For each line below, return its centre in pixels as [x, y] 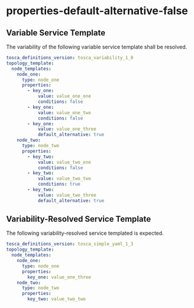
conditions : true [59, 184]
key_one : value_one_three [59, 277]
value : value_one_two [64, 113]
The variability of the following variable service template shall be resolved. [97, 47]
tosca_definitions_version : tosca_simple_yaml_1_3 [70, 244]
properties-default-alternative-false [97, 11]
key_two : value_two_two [56, 299]
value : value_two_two [64, 179]
